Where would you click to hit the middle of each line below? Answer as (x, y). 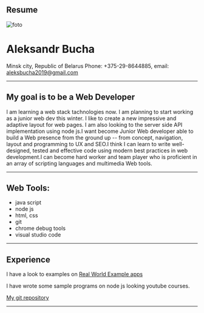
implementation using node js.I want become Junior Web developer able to (100, 131)
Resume (22, 10)
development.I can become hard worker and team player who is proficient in (102, 156)
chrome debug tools (40, 228)
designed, (19, 150)
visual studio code (38, 235)
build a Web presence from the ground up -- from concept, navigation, (95, 137)
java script (28, 203)
